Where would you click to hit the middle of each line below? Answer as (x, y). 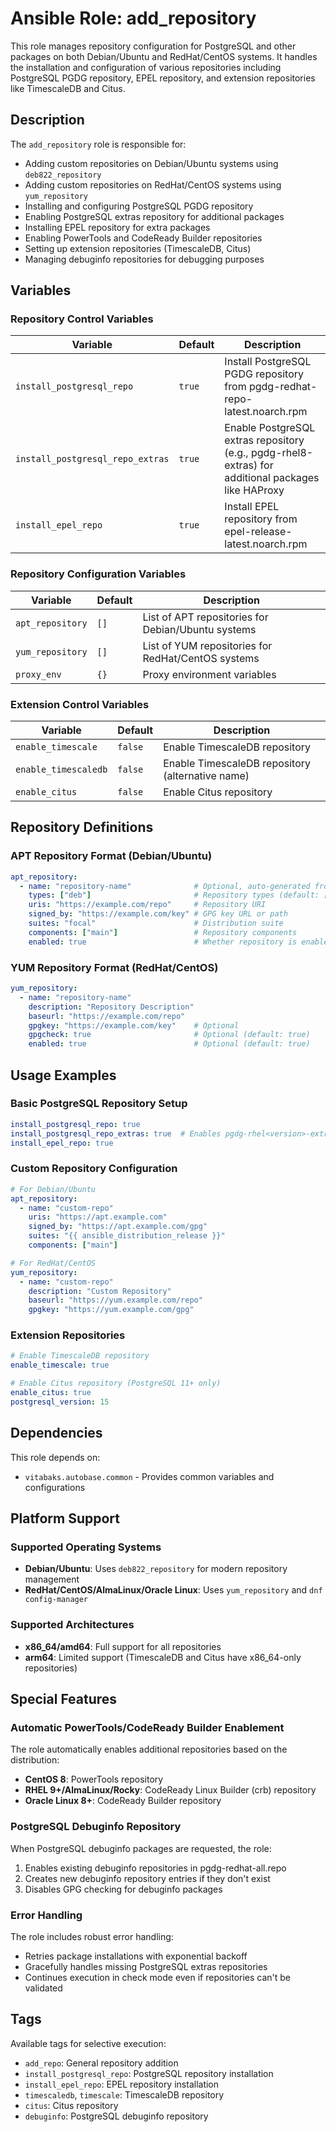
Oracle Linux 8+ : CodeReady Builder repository (123, 1801)
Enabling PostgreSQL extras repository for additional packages (154, 216)
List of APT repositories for (205, 617)
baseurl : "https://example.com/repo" (107, 1016)
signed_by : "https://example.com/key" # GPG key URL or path (158, 914)
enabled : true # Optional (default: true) (169, 1044)
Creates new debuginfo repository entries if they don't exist (147, 1878)
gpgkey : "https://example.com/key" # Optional (134, 1025)
